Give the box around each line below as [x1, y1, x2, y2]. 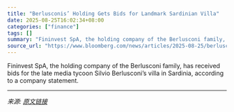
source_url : [7, 42, 42, 49]
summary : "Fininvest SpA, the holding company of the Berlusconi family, [7, 36, 226, 43]
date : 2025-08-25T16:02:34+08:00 [7, 17, 104, 24]
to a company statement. [7, 77, 79, 84]
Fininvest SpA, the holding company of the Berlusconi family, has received [7, 62, 221, 70]
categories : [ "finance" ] [7, 23, 79, 30]
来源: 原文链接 [7, 97, 47, 105]
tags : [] [7, 29, 33, 37]
